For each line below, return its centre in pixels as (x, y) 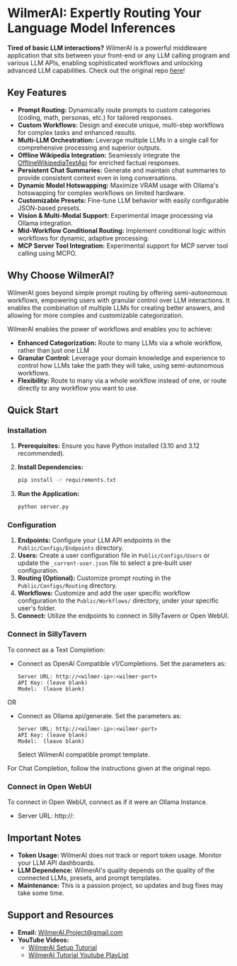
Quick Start (33, 410)
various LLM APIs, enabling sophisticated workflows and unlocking (105, 62)
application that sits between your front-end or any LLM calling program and (118, 55)
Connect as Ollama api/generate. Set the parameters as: (99, 715)
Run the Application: (48, 494)
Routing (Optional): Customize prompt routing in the (94, 578)
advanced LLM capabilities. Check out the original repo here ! (96, 70)
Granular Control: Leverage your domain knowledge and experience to (121, 358)
